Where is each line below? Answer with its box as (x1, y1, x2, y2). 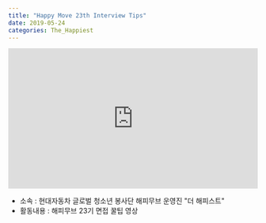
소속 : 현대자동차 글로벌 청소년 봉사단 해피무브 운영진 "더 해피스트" (19, 195, 225, 206)
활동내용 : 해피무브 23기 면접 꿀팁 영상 (19, 206, 139, 215)
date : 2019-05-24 (8, 19, 66, 27)
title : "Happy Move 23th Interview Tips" (8, 11, 147, 20)
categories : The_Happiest (8, 26, 93, 34)
